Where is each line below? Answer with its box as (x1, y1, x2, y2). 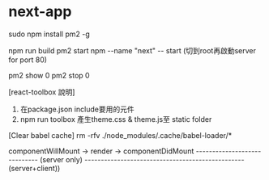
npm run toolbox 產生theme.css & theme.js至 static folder (19, 114, 212, 123)
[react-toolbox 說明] (8, 87, 75, 97)
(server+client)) (8, 163, 61, 173)
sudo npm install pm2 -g (8, 29, 91, 39)
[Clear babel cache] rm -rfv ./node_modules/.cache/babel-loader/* (8, 130, 233, 140)
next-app (8, 2, 72, 21)
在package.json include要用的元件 (19, 104, 135, 114)
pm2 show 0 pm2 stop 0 (8, 70, 91, 80)
